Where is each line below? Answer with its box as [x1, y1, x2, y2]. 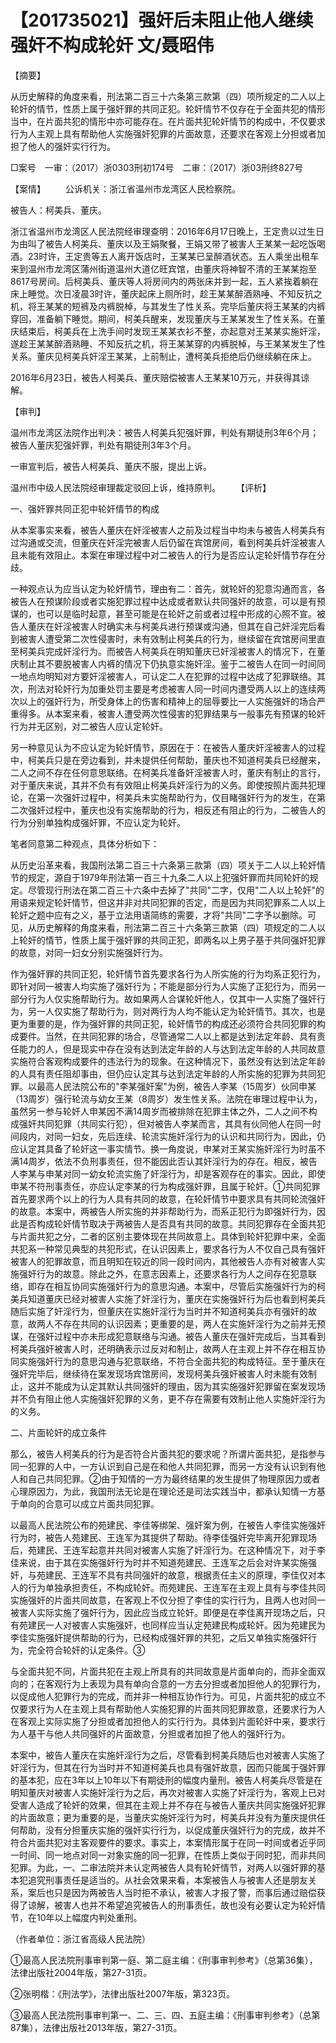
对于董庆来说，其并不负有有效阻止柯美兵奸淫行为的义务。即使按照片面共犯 [10, 779, 317, 791]
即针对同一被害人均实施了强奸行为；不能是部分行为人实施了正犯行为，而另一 [10, 980, 326, 992]
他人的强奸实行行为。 [27, 140, 116, 152]
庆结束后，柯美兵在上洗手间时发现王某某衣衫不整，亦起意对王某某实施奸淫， [10, 325, 326, 337]
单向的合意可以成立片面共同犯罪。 [18, 1497, 160, 1510]
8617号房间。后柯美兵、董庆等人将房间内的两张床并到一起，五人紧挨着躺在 [10, 275, 319, 287]
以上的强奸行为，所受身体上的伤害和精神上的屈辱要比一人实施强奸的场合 [18, 695, 317, 707]
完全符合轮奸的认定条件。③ [27, 1644, 146, 1656]
